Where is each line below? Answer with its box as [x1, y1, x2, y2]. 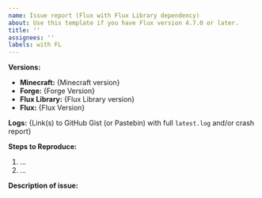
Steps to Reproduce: [8, 142, 78, 151]
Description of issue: [8, 181, 79, 190]
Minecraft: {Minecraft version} [19, 78, 120, 88]
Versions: [8, 62, 41, 72]
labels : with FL [8, 41, 62, 49]
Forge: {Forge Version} [19, 86, 95, 95]
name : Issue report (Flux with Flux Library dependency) [8, 11, 200, 20]
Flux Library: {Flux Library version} [19, 95, 135, 104]
